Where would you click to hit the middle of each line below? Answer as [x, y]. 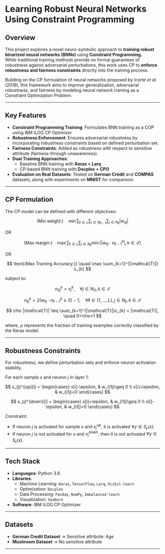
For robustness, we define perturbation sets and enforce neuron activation [81, 362]
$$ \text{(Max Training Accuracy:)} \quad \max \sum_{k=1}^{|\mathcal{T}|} [82, 263]
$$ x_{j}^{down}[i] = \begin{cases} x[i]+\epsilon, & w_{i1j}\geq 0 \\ [78, 402]
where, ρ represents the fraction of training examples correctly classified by [82, 326]
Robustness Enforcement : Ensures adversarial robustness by [75, 138]
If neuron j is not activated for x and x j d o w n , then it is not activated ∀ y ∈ [84, 434]
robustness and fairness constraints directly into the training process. [77, 70]
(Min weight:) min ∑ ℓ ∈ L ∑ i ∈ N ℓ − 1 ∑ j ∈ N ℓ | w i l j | [82, 222]
